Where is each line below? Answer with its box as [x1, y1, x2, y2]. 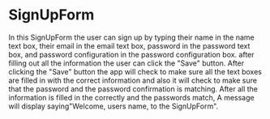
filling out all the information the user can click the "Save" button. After [8, 58, 245, 68]
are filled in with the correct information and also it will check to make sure [8, 75, 258, 85]
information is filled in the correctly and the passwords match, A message [8, 92, 255, 102]
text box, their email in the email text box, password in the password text [8, 40, 251, 50]
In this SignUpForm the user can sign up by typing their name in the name [8, 32, 255, 42]
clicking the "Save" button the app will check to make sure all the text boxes [8, 66, 262, 76]
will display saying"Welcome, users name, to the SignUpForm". [8, 101, 219, 111]
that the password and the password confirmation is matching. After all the [8, 83, 258, 94]
